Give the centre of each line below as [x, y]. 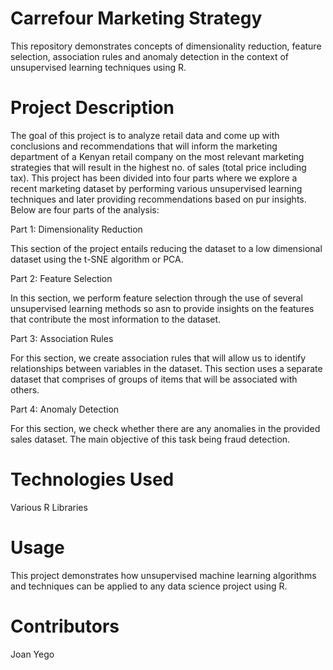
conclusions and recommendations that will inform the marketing [144, 146]
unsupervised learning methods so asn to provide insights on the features [162, 308]
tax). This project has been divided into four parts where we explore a [154, 178]
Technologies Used [92, 479]
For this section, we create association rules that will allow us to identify [158, 358]
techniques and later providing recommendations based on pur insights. [158, 199]
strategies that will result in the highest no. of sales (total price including [158, 167]
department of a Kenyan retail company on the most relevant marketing [157, 156]
